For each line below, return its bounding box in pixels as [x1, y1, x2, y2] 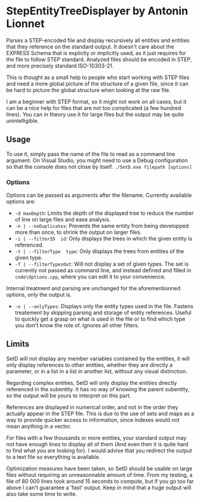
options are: [6, 198, 36, 205]
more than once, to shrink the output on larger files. [14, 229, 142, 236]
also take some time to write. [6, 490, 78, 497]
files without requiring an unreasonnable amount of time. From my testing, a [6, 471, 193, 478]
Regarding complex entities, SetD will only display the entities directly [6, 379, 177, 387]
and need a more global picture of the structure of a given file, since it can [6, 80, 189, 87]
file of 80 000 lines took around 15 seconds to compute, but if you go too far [6, 477, 194, 485]
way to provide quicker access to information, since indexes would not [6, 416, 180, 423]
